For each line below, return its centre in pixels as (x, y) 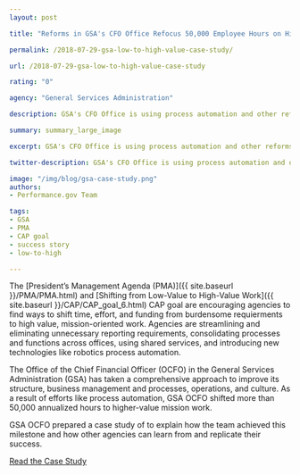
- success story (39, 245)
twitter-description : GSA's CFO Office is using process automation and (147, 162)
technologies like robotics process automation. (95, 353)
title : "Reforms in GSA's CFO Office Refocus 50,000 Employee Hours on (145, 33)
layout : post (33, 17)
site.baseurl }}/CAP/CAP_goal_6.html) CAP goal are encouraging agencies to (150, 305)
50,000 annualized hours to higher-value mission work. (111, 408)
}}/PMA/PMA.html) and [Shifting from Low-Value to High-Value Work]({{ (142, 296)
